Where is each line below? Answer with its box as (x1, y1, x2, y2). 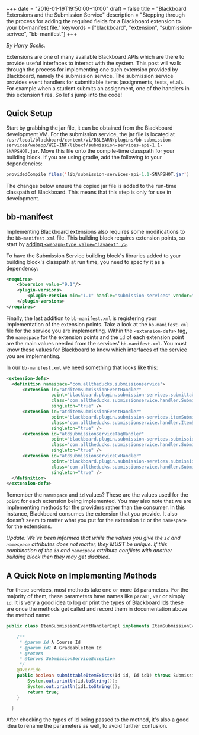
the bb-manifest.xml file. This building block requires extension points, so (6, 234, 185, 241)
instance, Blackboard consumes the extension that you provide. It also (6, 510, 178, 517)
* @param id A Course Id (19, 639, 81, 645)
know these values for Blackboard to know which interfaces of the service (6, 346, 188, 353)
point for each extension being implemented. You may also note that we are (6, 498, 191, 505)
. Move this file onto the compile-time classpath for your (37, 147, 175, 154)
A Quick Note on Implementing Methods (6, 570, 157, 580)
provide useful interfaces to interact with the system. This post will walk (6, 59, 181, 67)
